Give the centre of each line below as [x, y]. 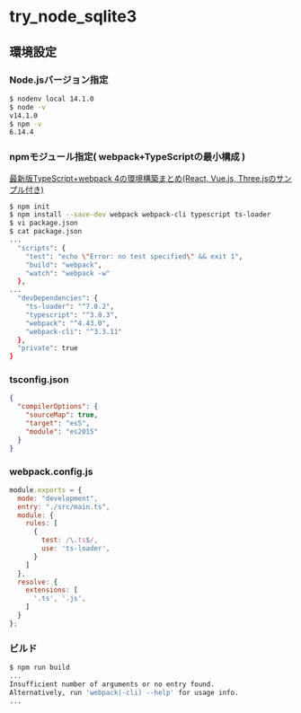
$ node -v [28, 107]
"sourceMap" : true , [62, 415]
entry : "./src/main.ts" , [64, 506]
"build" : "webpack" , [64, 265]
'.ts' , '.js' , [60, 599]
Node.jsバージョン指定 [59, 80]
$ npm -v [26, 124]
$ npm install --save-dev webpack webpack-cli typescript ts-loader [140, 215]
